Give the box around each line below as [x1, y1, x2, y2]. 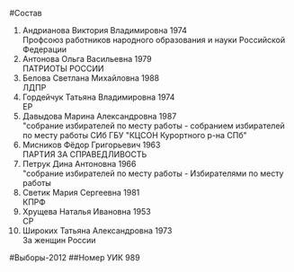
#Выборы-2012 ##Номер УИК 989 [9, 252, 141, 263]
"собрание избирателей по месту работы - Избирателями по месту [22, 168, 284, 179]
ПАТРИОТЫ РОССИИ [22, 63, 105, 74]
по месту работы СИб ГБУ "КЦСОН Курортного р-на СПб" [22, 130, 247, 140]
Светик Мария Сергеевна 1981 [22, 188, 140, 197]
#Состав [9, 8, 42, 18]
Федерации [22, 44, 67, 55]
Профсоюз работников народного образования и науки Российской [22, 35, 286, 45]
